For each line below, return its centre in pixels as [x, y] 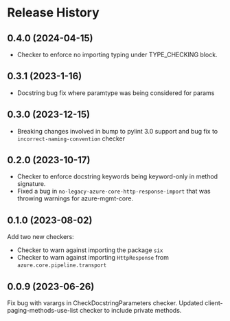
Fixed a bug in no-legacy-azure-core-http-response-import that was [114, 191]
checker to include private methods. [130, 311]
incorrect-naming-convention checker [71, 138]
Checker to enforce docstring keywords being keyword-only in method [117, 176]
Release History [53, 13]
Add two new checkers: [41, 237]
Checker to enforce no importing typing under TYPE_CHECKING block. [117, 54]
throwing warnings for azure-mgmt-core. [75, 198]
